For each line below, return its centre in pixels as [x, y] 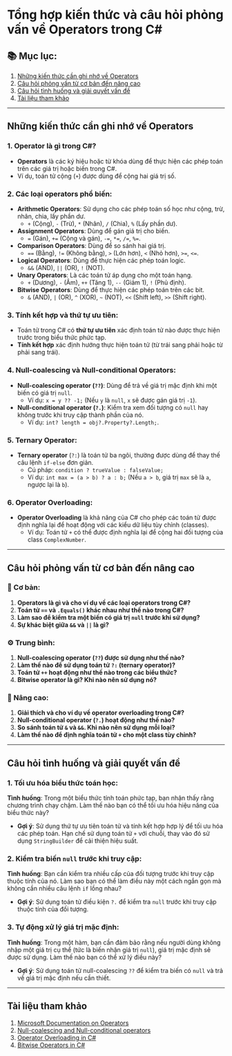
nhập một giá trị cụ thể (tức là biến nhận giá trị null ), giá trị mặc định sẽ [109, 949]
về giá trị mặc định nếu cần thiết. [64, 978]
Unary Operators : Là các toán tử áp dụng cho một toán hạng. [105, 275]
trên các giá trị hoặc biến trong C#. [67, 168]
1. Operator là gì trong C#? [52, 146]
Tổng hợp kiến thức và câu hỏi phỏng [115, 15]
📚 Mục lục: [32, 56]
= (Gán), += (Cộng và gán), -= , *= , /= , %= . [84, 238]
